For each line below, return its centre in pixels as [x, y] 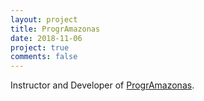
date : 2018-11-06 [46, 38]
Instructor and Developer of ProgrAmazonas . [102, 85]
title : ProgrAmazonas [55, 29]
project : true [40, 47]
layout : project [44, 19]
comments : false [44, 57]
